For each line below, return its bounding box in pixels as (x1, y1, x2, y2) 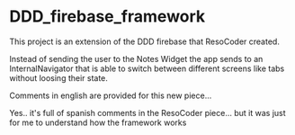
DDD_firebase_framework (9, 6, 206, 27)
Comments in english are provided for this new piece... (9, 90, 212, 101)
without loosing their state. (9, 72, 108, 83)
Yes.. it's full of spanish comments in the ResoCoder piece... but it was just (9, 107, 286, 118)
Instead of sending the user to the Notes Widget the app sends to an (9, 53, 264, 64)
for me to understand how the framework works (9, 117, 187, 128)
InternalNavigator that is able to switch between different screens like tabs (9, 63, 285, 74)
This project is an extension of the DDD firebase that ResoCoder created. (9, 36, 281, 47)
